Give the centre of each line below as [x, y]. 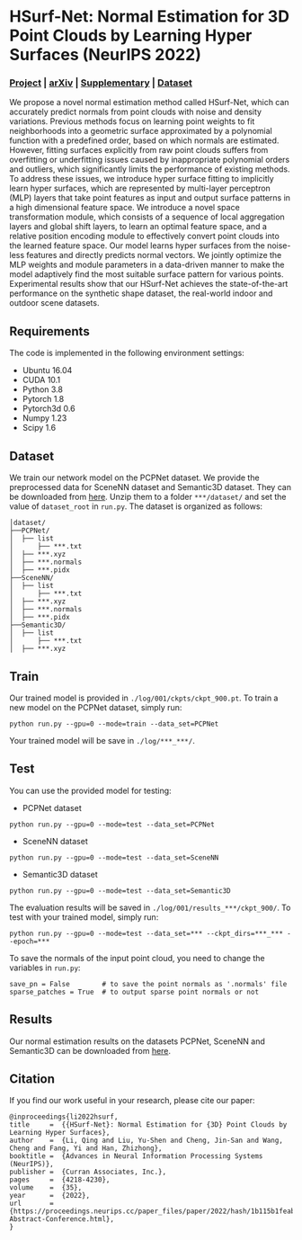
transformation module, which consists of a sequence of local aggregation [147, 217]
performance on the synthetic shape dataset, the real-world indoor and [141, 293]
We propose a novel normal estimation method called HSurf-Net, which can [149, 103]
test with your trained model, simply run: [84, 917]
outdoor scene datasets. [54, 303]
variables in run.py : [45, 968]
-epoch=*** [30, 941]
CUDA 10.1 [41, 380]
